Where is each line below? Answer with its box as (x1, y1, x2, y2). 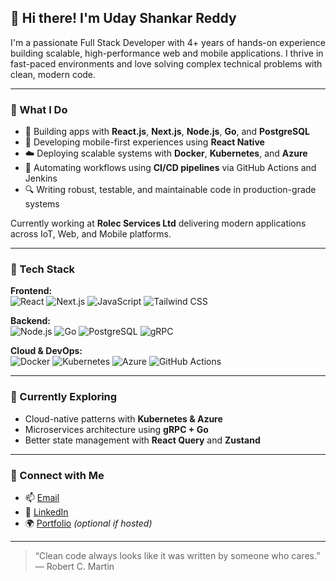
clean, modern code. (10, 68, 97, 80)
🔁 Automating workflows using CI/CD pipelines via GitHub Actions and (24, 162, 317, 174)
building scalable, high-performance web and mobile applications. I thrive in (10, 47, 324, 59)
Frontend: (10, 285, 53, 297)
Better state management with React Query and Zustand (24, 434, 261, 446)
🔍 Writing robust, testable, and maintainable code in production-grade (24, 184, 317, 196)
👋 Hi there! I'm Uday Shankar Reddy (10, 10, 237, 27)
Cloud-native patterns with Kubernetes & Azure (24, 412, 223, 425)
